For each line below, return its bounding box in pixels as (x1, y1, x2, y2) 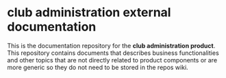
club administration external (7, 5, 171, 20)
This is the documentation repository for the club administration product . (7, 41, 216, 50)
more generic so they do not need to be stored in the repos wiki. (7, 63, 188, 71)
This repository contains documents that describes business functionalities (7, 49, 219, 57)
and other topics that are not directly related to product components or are (7, 56, 218, 64)
